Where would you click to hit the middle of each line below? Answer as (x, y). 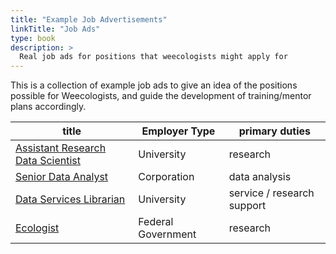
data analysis (260, 177)
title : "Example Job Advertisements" (89, 19)
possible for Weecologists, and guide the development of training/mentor (161, 96)
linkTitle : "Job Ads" (55, 29)
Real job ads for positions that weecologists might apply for (153, 57)
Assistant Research (61, 148)
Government (167, 234)
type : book (33, 38)
